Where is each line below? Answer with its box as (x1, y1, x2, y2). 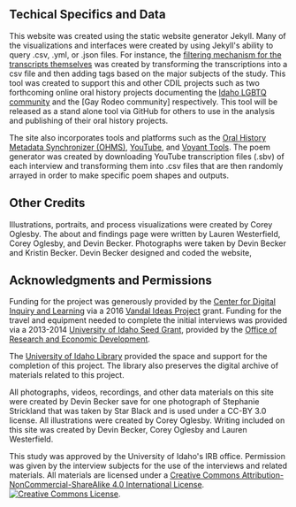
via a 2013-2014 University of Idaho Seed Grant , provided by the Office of (9, 325, 277, 335)
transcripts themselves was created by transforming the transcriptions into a (9, 58, 288, 69)
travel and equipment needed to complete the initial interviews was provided (9, 315, 288, 326)
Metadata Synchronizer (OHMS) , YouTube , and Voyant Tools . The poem (9, 142, 271, 152)
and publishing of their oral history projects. (9, 115, 169, 126)
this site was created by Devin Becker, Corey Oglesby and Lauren (9, 425, 247, 435)
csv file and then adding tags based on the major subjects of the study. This (9, 68, 286, 79)
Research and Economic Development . (9, 334, 150, 344)
